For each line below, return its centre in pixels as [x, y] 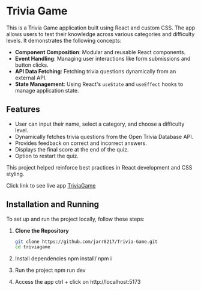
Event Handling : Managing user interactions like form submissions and [103, 58]
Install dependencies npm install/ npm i [63, 259]
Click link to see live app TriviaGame [51, 185]
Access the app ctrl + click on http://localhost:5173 [78, 282]
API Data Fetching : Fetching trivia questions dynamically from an [95, 71]
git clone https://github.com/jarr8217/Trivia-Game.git [86, 242]
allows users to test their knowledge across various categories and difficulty [100, 34]
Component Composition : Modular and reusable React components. [100, 52]
